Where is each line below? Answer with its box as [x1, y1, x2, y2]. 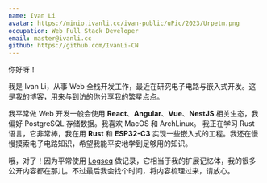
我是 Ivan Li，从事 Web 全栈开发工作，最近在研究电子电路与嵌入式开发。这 [8, 82, 257, 91]
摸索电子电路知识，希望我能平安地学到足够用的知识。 [15, 139, 192, 148]
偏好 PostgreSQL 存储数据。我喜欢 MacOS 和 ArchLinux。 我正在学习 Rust [8, 119, 255, 128]
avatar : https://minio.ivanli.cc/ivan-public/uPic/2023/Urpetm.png [8, 19, 240, 27]
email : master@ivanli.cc [8, 34, 92, 43]
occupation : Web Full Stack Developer [8, 26, 139, 35]
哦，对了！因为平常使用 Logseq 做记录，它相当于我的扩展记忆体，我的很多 [8, 156, 257, 165]
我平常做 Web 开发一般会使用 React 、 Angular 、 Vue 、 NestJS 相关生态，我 [8, 109, 259, 119]
